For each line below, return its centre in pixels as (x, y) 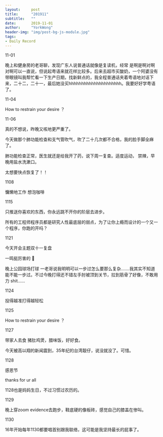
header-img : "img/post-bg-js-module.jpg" (48, 32)
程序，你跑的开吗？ (28, 228)
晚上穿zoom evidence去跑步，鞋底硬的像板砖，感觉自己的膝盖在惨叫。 (76, 410)
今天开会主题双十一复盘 (28, 248)
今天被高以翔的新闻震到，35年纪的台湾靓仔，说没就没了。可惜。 (69, 350)
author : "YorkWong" (29, 28)
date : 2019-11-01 (29, 23)
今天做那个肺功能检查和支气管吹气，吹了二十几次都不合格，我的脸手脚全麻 (79, 139)
